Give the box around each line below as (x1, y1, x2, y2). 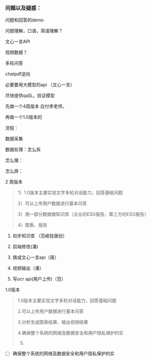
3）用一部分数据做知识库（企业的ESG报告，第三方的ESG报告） (17, 211, 149, 217)
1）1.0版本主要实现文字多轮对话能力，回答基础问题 (17, 189, 123, 196)
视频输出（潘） (12, 265, 44, 271)
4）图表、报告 (17, 222, 47, 228)
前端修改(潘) (12, 244, 39, 250)
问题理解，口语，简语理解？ (5, 28, 63, 34)
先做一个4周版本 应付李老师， (5, 103, 67, 110)
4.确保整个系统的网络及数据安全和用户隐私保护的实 (17, 330, 124, 336)
